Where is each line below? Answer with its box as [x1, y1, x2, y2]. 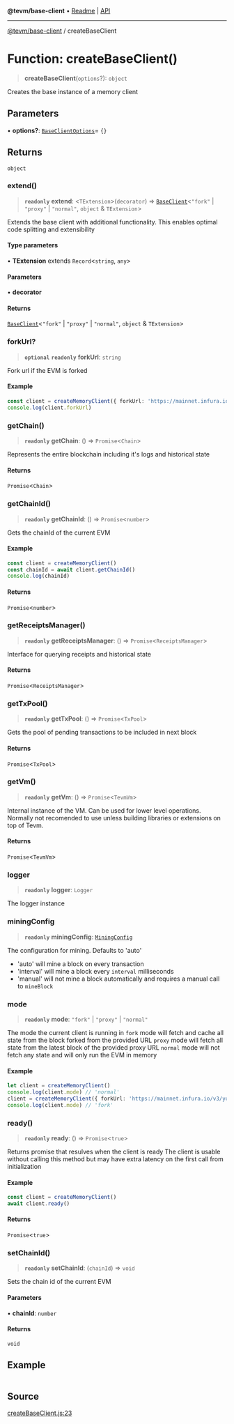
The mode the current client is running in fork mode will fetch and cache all [7, 1028, 224, 1036]
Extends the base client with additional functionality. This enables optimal [7, 217, 218, 226]
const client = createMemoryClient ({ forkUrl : [7, 397, 145, 404]
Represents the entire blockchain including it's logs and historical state [7, 450, 210, 459]
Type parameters [7, 241, 58, 250]
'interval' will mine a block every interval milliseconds [17, 967, 174, 975]
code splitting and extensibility [7, 225, 95, 233]
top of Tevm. [7, 821, 44, 829]
